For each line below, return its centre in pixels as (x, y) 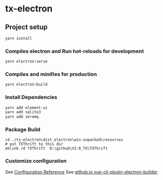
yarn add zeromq (22, 117)
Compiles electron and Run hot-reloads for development (75, 51)
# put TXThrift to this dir (34, 144)
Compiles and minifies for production (51, 74)
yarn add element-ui (27, 107)
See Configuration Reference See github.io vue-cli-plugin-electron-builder (81, 172)
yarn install (19, 38)
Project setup (27, 27)
